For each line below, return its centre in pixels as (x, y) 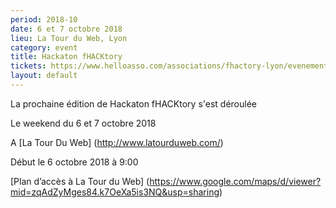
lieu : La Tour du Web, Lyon (69, 38)
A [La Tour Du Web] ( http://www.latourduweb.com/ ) (117, 142)
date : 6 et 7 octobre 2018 (66, 29)
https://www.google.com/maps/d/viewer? (235, 181)
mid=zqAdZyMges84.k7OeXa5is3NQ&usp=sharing (115, 192)
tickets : (28, 66)
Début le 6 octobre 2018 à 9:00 (74, 162)
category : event (44, 47)
